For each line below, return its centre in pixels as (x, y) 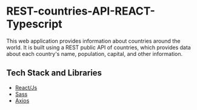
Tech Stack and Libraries (54, 73)
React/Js (26, 88)
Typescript (34, 24)
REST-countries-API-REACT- (81, 11)
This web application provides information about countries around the (93, 41)
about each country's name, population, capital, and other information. (95, 53)
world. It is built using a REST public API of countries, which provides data (98, 47)
